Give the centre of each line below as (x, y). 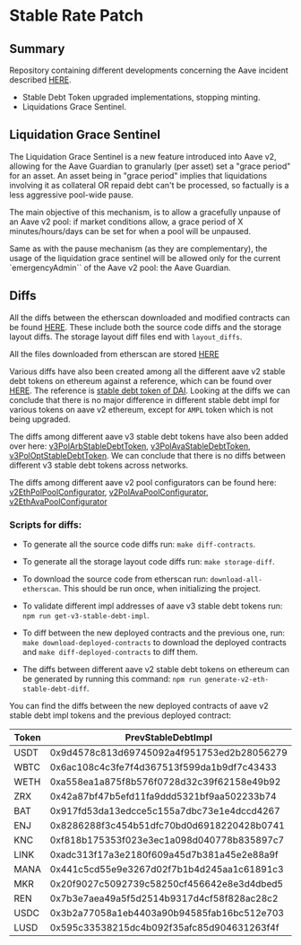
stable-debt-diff (55, 689)
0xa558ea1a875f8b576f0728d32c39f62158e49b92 (165, 782)
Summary (37, 49)
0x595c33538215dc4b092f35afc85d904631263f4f (164, 927)
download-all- (236, 580)
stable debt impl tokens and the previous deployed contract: (120, 715)
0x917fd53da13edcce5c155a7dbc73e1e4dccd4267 (165, 810)
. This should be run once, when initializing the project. (160, 588)
